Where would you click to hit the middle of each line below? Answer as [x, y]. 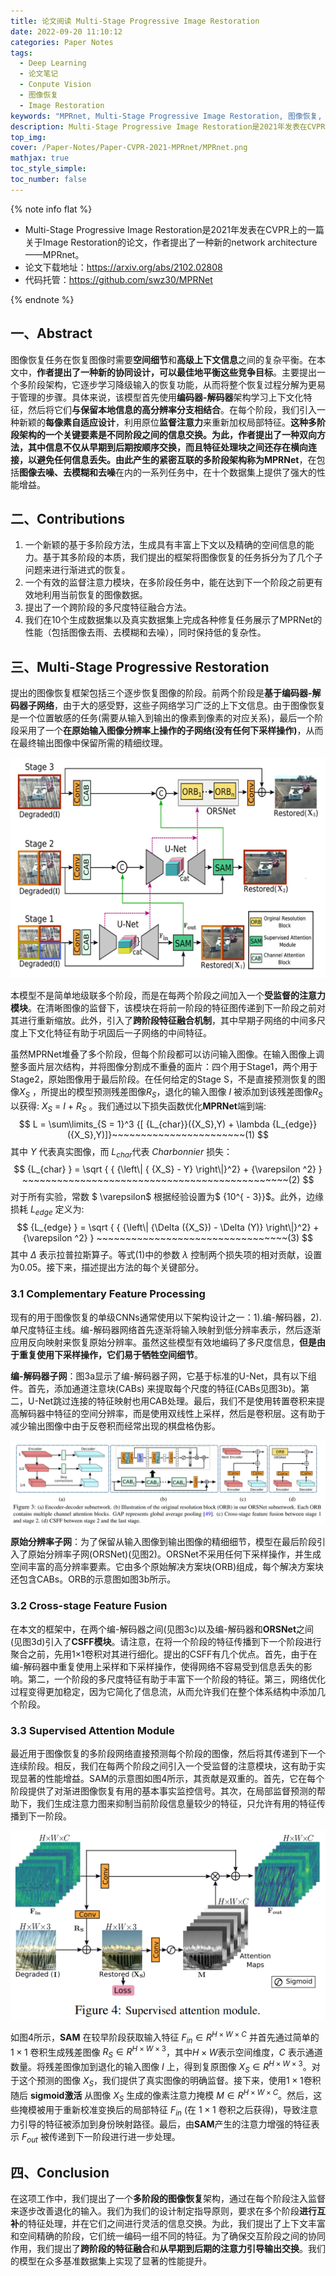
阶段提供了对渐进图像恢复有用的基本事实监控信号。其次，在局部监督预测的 [163, 1791]
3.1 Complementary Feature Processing [108, 1294]
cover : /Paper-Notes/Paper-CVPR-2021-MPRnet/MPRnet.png [129, 148]
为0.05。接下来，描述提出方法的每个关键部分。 [107, 1267]
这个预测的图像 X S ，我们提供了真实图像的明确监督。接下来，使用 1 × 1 [161, 2082]
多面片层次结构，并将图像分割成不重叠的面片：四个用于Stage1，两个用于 [168, 1067]
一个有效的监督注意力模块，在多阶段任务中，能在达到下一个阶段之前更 [169, 582]
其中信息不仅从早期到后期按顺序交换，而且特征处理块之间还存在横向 [167, 447]
